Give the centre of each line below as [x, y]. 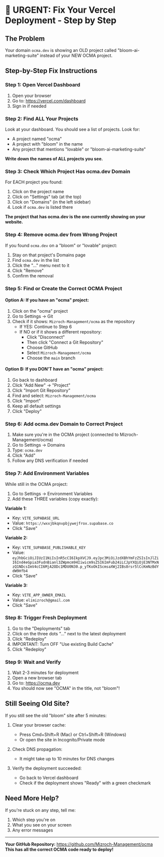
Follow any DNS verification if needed [50, 461]
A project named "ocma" [37, 139]
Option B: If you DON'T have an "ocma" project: [54, 369]
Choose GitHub [42, 347]
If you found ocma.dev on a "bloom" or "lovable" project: [61, 245]
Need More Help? [32, 798]
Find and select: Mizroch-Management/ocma [54, 395]
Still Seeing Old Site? [37, 704]
